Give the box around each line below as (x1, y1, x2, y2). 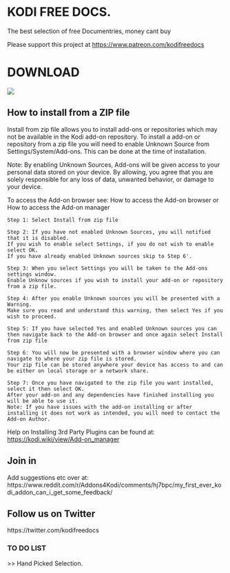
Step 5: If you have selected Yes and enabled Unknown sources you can (7, 325, 217, 332)
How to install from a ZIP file (7, 107, 130, 119)
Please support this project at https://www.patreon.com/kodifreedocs (7, 40, 205, 48)
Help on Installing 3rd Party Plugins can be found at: (7, 428, 155, 436)
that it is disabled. (7, 234, 70, 241)
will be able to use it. (7, 397, 79, 404)
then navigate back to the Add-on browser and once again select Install (7, 331, 224, 338)
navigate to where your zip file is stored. (7, 355, 137, 362)
